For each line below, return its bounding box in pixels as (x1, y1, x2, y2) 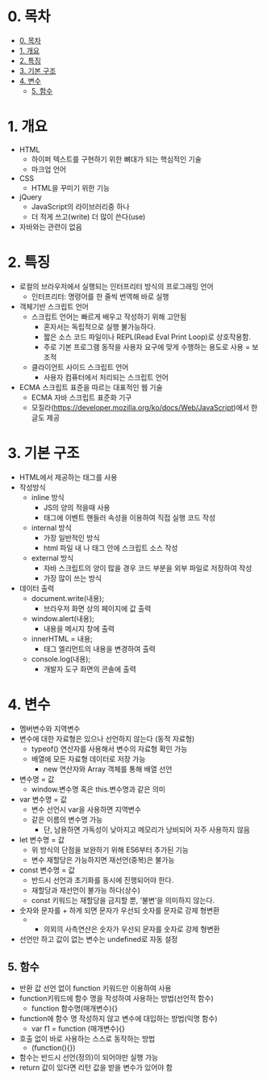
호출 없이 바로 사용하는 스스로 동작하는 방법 (19, 1033, 156, 1043)
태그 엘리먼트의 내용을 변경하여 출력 (43, 644, 156, 653)
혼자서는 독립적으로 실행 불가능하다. (43, 321, 156, 331)
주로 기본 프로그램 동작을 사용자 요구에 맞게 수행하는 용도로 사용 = (43, 342, 251, 351)
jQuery (19, 191, 42, 202)
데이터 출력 (19, 583, 55, 593)
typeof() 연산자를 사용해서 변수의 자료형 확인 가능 (31, 744, 188, 754)
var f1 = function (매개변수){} (31, 1023, 126, 1033)
